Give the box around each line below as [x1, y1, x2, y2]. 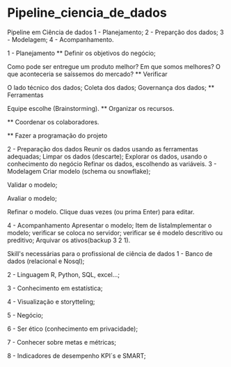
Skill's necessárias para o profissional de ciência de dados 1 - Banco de [7, 249, 213, 257]
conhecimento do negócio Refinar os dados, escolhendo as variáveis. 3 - [7, 159, 217, 168]
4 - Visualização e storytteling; [7, 297, 95, 306]
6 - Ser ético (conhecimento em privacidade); [7, 324, 138, 333]
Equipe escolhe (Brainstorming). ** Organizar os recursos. [7, 104, 175, 112]
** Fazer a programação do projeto [7, 131, 108, 140]
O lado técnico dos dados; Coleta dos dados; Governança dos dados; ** [7, 83, 214, 91]
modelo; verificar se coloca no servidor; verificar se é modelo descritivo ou [7, 228, 223, 237]
